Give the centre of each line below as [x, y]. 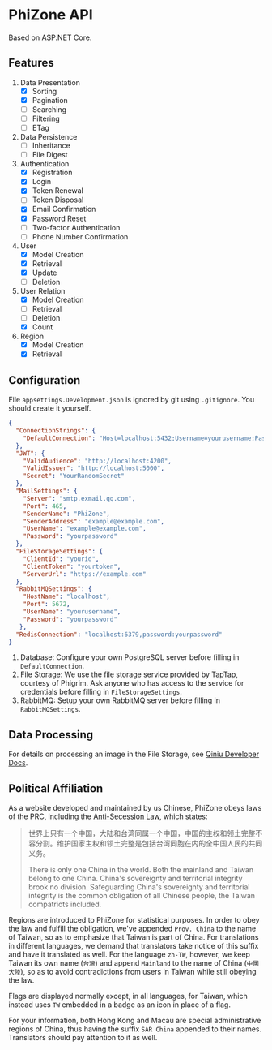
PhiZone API [51, 15]
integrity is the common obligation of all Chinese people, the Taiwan [142, 895]
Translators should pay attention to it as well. [83, 1037]
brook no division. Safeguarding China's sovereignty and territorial [139, 887]
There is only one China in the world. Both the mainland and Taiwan [140, 869]
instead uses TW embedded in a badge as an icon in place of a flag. [119, 1005]
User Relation [42, 290]
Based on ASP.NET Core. [50, 37]
